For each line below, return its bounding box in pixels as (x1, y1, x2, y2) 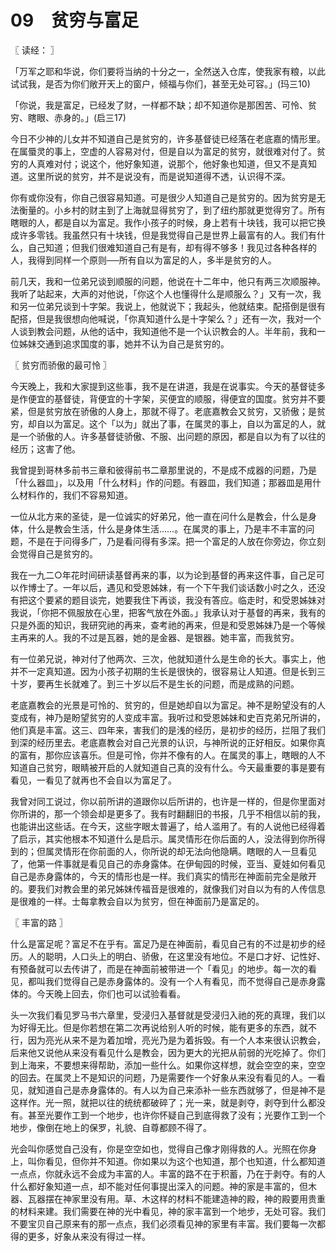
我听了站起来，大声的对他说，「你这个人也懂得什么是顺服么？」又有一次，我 (10, 287, 322, 300)
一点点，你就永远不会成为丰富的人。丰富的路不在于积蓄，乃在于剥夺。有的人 (10, 1167, 326, 1180)
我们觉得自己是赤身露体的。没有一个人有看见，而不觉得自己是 (44, 975, 300, 987)
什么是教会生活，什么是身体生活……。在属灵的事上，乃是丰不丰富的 (27, 522, 307, 535)
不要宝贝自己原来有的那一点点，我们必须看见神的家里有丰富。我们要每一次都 (10, 1217, 326, 1230)
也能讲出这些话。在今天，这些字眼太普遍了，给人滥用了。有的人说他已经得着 (10, 820, 326, 832)
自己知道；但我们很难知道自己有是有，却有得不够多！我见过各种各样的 (27, 241, 317, 253)
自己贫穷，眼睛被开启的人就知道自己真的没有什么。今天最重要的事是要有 (27, 761, 326, 773)
